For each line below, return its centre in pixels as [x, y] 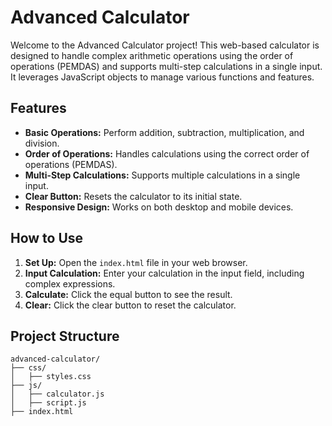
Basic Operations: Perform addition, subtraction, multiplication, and [164, 132]
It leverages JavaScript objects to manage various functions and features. [162, 77]
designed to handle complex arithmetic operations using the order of [152, 55]
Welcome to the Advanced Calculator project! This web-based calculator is [165, 45]
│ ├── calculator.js [57, 394]
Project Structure [65, 336]
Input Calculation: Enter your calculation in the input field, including [164, 273]
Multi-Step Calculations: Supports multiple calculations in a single [162, 175]
